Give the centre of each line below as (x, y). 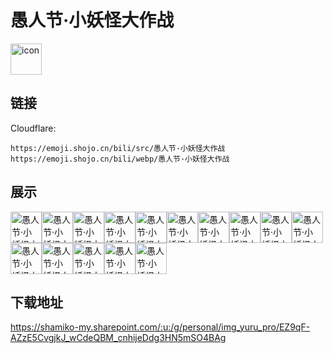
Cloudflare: (33, 128)
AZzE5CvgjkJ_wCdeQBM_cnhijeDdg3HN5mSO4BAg (118, 338)
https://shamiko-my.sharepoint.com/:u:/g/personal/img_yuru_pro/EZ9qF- (160, 327)
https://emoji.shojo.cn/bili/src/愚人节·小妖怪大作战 (118, 148)
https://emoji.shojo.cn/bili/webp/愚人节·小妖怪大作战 (120, 159)
